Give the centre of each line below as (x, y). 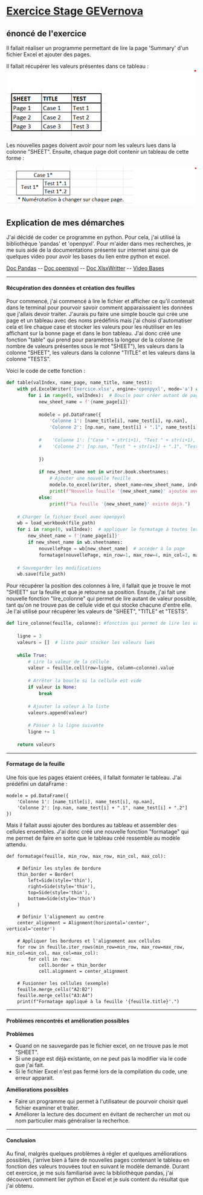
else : (45, 498)
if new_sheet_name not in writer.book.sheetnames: (104, 472)
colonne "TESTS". (29, 359)
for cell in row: (50, 960)
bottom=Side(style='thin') (62, 899)
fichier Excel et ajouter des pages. (49, 54)
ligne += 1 (42, 732)
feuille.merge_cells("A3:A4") (55, 996)
